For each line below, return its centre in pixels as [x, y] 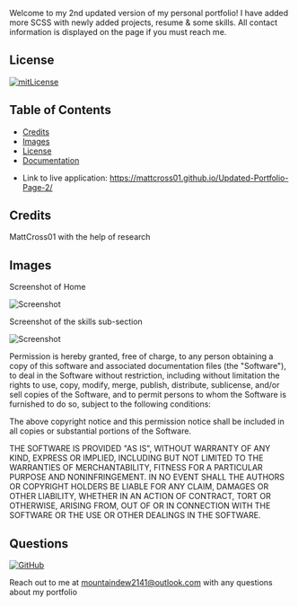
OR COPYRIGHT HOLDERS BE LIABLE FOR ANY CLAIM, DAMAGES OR [139, 487]
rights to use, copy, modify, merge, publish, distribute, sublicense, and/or [145, 385]
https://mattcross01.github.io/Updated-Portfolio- [199, 178]
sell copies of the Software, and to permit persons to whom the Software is [148, 395]
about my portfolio [44, 593]
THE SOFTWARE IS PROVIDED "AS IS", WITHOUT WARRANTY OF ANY [140, 449]
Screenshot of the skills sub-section [76, 321]
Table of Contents [61, 110]
